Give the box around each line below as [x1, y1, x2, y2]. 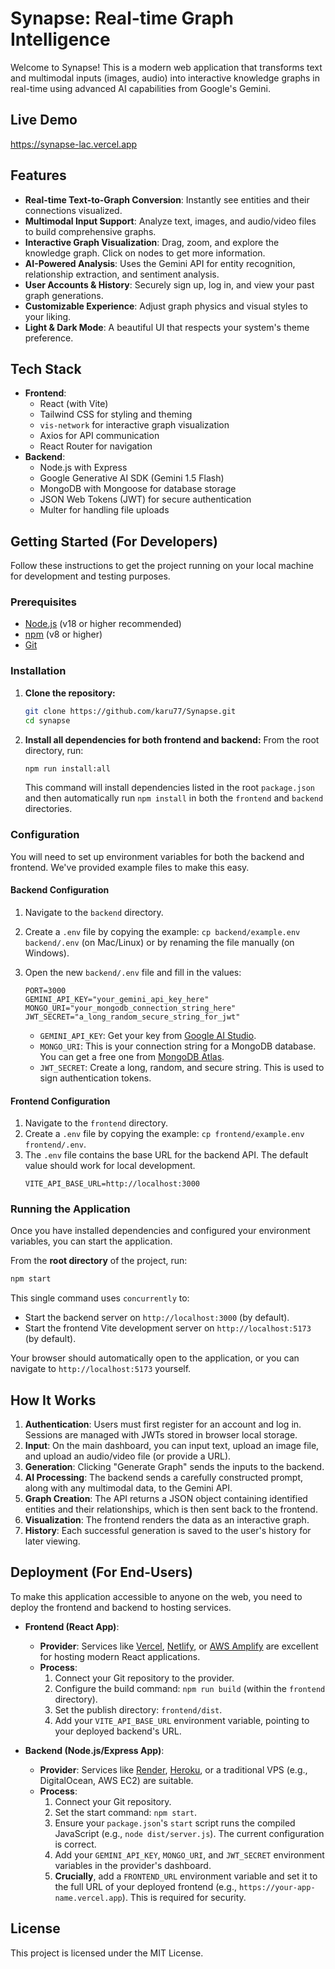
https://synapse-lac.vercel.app [10, 138, 138, 150]
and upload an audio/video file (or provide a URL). [24, 1450, 232, 1462]
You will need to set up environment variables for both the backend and [10, 850, 305, 862]
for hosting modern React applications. [39, 1650, 201, 1662]
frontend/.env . [24, 1138, 87, 1151]
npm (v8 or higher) [24, 628, 103, 641]
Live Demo [10, 112, 78, 129]
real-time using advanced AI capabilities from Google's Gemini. [10, 82, 271, 94]
